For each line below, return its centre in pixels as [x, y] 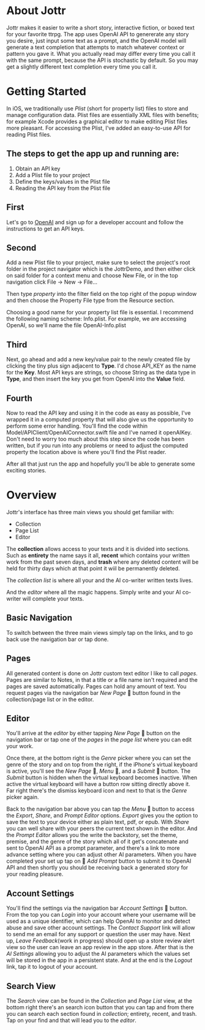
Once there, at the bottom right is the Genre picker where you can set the [99, 758]
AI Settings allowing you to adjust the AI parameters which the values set [98, 954]
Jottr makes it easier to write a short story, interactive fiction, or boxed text [100, 28]
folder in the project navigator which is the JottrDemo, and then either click [101, 269]
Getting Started [47, 92]
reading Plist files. [29, 134]
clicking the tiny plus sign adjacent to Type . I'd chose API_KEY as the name [101, 366]
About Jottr [36, 11]
